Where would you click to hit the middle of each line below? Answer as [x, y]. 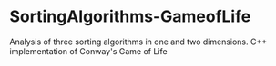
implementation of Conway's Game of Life [88, 51]
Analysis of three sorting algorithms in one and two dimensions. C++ [138, 42]
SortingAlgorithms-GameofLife [130, 17]
